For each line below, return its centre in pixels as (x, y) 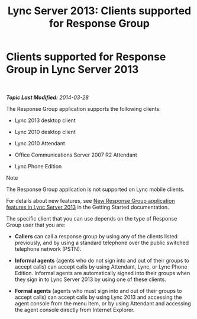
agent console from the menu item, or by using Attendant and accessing (103, 303)
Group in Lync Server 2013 (72, 70)
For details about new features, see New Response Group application (91, 200)
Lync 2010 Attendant (40, 143)
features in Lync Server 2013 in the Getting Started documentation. (88, 207)
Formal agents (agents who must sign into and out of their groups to (98, 291)
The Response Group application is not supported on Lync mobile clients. (96, 189)
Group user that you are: (36, 225)
